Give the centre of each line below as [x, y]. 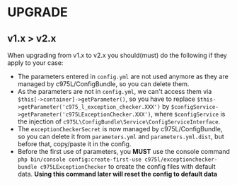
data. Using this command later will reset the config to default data [117, 174]
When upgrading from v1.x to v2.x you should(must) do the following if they [117, 55]
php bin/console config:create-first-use [79, 160]
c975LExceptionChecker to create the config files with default [128, 166]
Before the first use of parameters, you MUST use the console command [123, 151]
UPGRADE [38, 12]
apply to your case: [35, 63]
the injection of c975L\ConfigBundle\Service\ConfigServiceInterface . [119, 121]
